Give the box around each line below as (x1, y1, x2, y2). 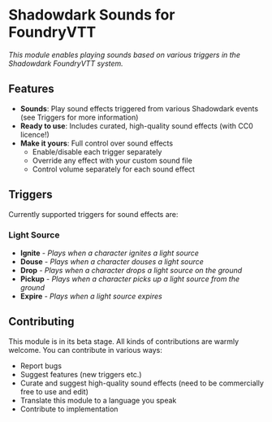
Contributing (8, 315, 75, 328)
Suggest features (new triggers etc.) (19, 369, 142, 379)
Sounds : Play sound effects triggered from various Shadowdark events (19, 103, 258, 113)
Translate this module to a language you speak (19, 395, 177, 405)
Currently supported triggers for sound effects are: (8, 209, 179, 219)
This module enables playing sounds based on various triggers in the (8, 50, 241, 59)
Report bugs (19, 360, 63, 371)
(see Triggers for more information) (19, 112, 139, 122)
